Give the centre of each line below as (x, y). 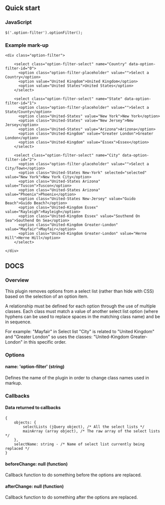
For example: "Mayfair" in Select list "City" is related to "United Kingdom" (80, 331)
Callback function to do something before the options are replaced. (74, 475)
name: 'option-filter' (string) (35, 366)
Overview (17, 280)
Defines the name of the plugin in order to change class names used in (77, 377)
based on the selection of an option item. (47, 296)
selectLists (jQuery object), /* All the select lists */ (84, 427)
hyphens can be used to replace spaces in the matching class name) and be (83, 316)
